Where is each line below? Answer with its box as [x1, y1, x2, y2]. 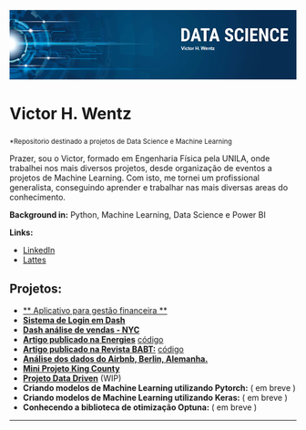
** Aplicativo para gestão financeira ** [22, 305, 168, 316]
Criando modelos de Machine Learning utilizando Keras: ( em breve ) [22, 393, 289, 404]
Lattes [22, 254, 47, 265]
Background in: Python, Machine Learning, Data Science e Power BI [9, 210, 266, 220]
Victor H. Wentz [9, 103, 132, 124]
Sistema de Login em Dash [22, 315, 126, 326]
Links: [9, 227, 34, 238]
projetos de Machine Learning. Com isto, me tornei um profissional [9, 172, 260, 183]
